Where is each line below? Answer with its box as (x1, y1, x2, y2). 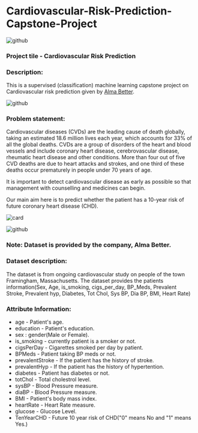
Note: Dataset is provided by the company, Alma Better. (6, 241, 172, 249)
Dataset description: (6, 257, 68, 265)
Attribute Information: (6, 304, 71, 313)
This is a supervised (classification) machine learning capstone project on (6, 82, 189, 89)
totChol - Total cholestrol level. (14, 375, 91, 383)
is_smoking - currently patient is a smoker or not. (14, 338, 137, 345)
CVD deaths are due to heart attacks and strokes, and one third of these (6, 160, 185, 168)
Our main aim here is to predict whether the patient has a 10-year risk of (6, 196, 184, 204)
